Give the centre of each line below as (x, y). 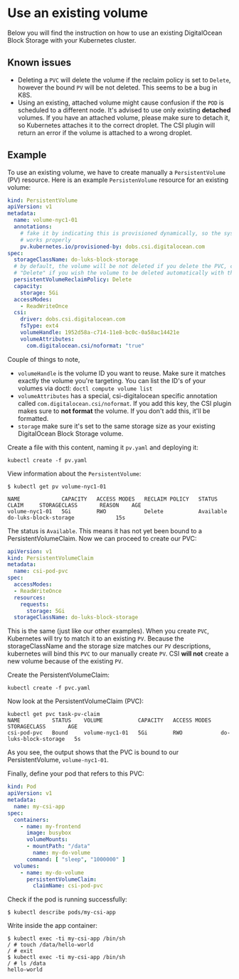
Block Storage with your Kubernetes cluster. (72, 40)
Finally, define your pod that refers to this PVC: (76, 774)
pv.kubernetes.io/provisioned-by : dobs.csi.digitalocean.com (112, 247)
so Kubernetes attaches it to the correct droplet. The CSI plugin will (116, 125)
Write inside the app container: (52, 926)
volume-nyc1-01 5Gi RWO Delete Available (117, 511)
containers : (32, 820)
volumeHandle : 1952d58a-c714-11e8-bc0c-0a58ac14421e (100, 333)
